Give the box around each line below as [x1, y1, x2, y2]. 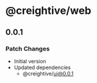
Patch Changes [5, 45, 50, 53]
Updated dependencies [13, 64, 71, 71]
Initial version [13, 57, 46, 64]
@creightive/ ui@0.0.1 [22, 70, 74, 77]
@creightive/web [5, 4, 92, 17]
